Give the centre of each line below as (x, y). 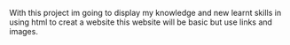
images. (24, 31)
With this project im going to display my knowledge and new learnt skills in (145, 13)
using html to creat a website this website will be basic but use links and (141, 22)
